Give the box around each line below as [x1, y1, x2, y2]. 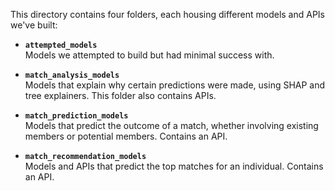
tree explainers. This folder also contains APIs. [24, 90, 217, 101]
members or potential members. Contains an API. [24, 130, 228, 142]
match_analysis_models [24, 70, 120, 80]
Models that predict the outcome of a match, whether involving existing [24, 120, 319, 131]
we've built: [10, 19, 58, 31]
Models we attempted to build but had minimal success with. [24, 49, 275, 61]
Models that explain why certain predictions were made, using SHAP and [24, 79, 326, 91]
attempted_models [24, 40, 98, 50]
